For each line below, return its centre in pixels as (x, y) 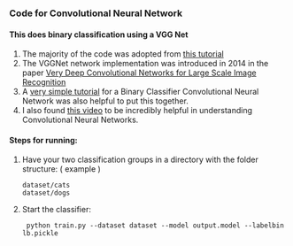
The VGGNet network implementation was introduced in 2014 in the (145, 64)
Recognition (44, 82)
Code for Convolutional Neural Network (96, 13)
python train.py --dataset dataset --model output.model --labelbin (155, 226)
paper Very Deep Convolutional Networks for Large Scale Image (139, 73)
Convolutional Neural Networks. (80, 120)
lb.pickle (40, 234)
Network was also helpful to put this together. (105, 101)
